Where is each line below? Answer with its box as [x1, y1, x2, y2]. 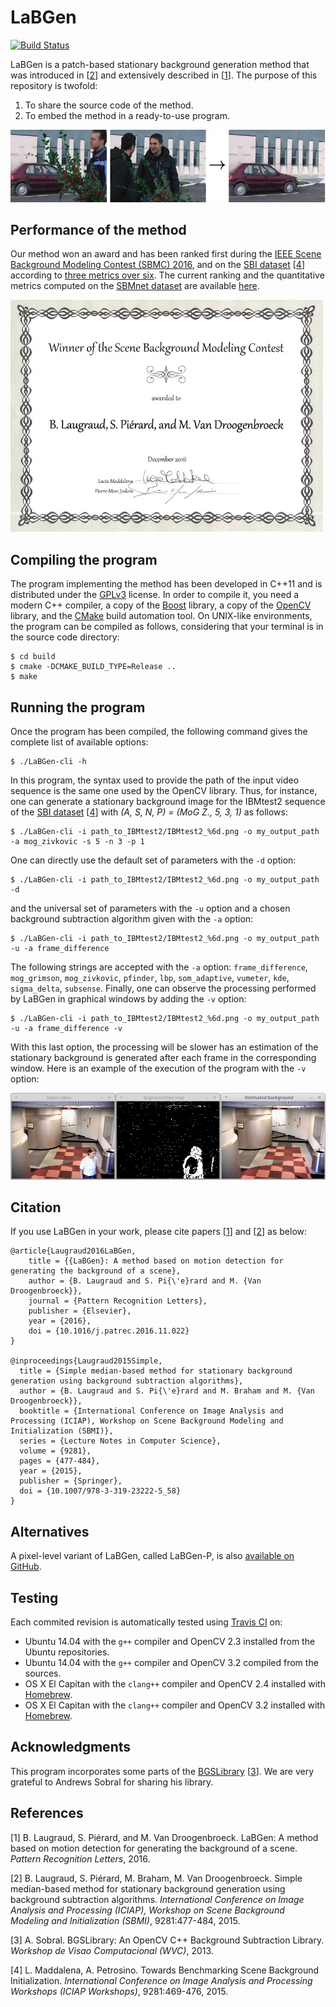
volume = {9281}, [19, 1446, 92, 1456]
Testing [10, 1589, 59, 1606]
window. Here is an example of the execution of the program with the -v [10, 1062, 307, 1075]
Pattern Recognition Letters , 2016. [10, 1852, 151, 1865]
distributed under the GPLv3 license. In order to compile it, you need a [10, 589, 300, 601]
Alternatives [10, 1523, 90, 1540]
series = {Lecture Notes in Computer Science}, [19, 1436, 222, 1446]
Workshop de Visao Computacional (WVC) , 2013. [10, 1944, 214, 1956]
